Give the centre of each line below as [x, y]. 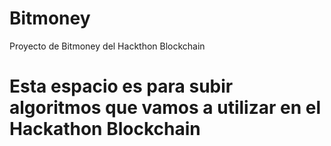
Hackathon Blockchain [105, 129]
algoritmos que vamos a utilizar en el [165, 108]
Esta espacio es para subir [121, 86]
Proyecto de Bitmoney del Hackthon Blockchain [107, 46]
